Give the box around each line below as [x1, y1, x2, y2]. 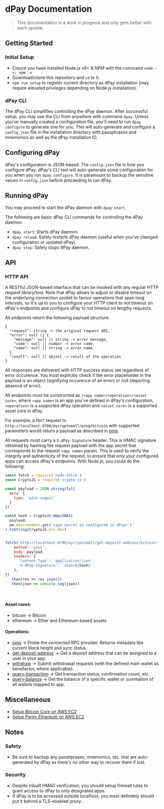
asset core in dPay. [5, 408, 43, 414]
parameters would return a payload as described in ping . [5, 428, 120, 434]
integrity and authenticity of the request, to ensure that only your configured [5, 453, 159, 459]
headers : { [14, 554, 36, 559]
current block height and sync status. [12, 645, 88, 651]
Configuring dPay [5, 149, 60, 157]
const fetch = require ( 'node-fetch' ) [5, 473, 82, 478]
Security [5, 771, 26, 778]
